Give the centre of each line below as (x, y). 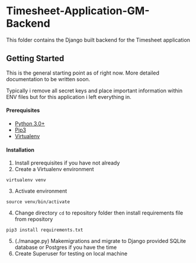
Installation (20, 150)
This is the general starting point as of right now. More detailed (83, 73)
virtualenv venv (26, 180)
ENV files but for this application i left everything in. (69, 97)
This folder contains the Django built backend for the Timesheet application (98, 40)
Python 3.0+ (30, 123)
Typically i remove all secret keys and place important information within (94, 91)
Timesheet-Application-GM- (78, 11)
